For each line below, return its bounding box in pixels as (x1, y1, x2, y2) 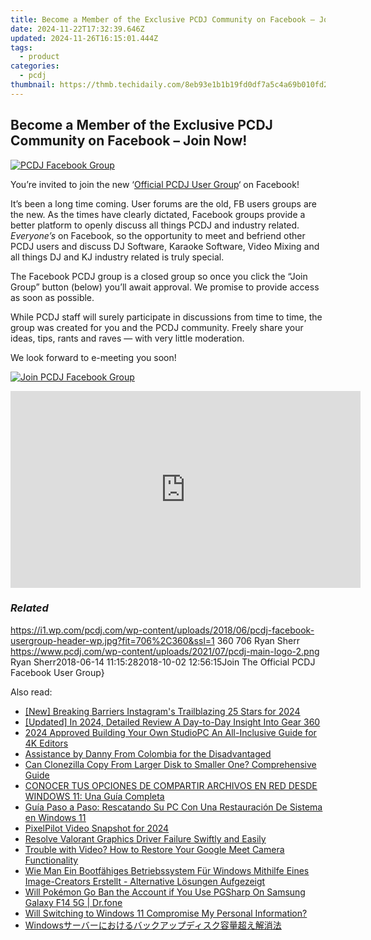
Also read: (10, 686, 53, 698)
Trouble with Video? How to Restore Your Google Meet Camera (24, 843, 285, 855)
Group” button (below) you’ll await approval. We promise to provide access (10, 281, 320, 293)
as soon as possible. (10, 291, 95, 303)
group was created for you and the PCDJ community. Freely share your (10, 321, 304, 333)
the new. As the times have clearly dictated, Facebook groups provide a (10, 208, 306, 220)
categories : (10, 61, 60, 71)
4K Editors (24, 737, 69, 749)
